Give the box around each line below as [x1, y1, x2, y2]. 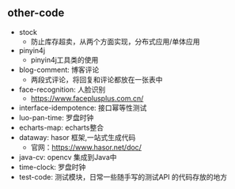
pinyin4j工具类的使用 [30, 55, 99, 64]
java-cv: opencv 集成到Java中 [18, 152, 117, 161]
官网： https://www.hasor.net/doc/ [30, 142, 142, 152]
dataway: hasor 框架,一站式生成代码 [18, 132, 136, 142]
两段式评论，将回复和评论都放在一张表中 [30, 74, 163, 84]
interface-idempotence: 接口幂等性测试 [18, 103, 147, 112]
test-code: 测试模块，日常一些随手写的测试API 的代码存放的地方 [18, 172, 227, 181]
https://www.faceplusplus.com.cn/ [30, 93, 144, 103]
